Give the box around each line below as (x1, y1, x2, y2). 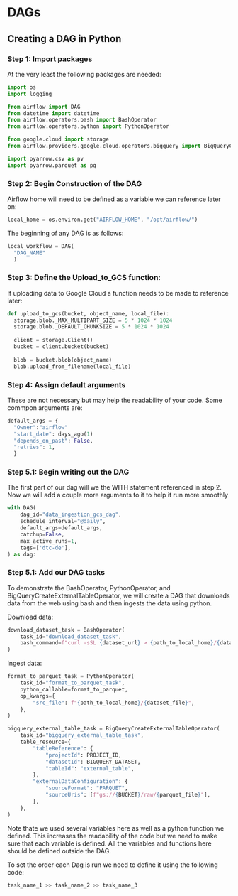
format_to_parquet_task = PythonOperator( (7, 673, 135, 680)
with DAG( (7, 504, 37, 512)
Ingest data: (7, 659, 42, 668)
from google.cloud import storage (7, 136, 110, 143)
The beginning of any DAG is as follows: (7, 229, 124, 237)
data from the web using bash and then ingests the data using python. (7, 598, 212, 608)
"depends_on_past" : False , (13, 437, 93, 444)
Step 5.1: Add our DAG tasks (7, 568, 105, 578)
